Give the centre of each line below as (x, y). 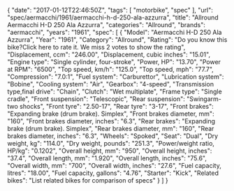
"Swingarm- (204, 99)
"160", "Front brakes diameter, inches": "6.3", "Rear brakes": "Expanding (111, 121)
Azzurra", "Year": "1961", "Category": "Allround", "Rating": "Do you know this (117, 40)
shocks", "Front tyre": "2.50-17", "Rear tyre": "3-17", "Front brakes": (117, 106)
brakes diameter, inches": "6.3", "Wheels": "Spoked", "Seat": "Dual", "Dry (113, 136)
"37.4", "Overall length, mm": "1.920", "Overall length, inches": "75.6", (107, 158)
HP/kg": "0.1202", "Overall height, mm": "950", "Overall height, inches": (110, 151)
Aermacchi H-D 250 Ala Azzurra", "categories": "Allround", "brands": (107, 25)
